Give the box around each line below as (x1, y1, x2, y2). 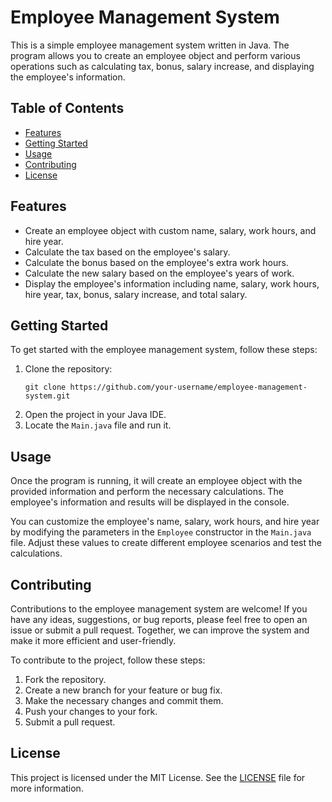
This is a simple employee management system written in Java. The (10, 39, 290, 51)
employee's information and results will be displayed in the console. (10, 496, 290, 508)
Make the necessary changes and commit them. (24, 695, 224, 706)
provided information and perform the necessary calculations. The (10, 486, 284, 498)
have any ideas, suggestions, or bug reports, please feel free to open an (10, 614, 308, 625)
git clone (24, 382, 67, 393)
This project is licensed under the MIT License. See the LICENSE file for (10, 771, 306, 783)
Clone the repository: (24, 363, 113, 375)
